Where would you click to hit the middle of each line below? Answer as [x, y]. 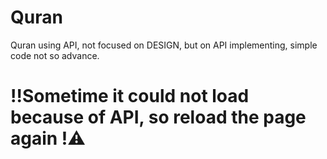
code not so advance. [55, 55]
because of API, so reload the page [158, 117]
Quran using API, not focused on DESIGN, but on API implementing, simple [164, 45]
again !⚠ [48, 138]
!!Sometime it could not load [130, 96]
